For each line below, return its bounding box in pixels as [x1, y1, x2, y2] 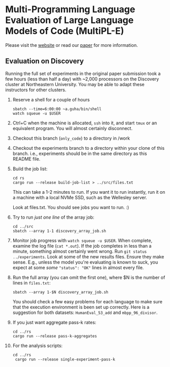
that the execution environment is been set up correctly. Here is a [12, 304, 150, 310]
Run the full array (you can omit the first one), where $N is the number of [12, 274, 165, 280]
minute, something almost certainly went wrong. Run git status [12, 248, 147, 254]
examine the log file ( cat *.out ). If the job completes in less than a [12, 243, 152, 249]
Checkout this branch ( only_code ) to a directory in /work [12, 135, 130, 141]
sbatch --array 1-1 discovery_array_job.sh [12, 228, 107, 233]
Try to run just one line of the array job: [12, 214, 95, 220]
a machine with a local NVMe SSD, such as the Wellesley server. [12, 194, 147, 200]
